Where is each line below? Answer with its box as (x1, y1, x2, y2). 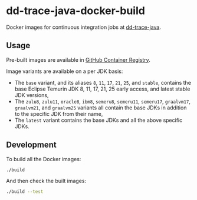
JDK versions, (14, 91, 49, 98)
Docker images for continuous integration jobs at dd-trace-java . (6, 24, 161, 31)
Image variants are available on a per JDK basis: (6, 68, 123, 75)
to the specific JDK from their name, (14, 110, 103, 117)
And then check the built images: (6, 178, 87, 185)
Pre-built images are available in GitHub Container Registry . (6, 56, 150, 63)
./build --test (6, 189, 44, 195)
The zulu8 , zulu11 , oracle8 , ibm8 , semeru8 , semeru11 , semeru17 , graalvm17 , (14, 98, 191, 105)
